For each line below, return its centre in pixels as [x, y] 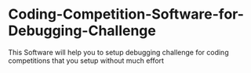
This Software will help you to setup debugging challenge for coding [118, 52]
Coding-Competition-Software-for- [126, 14]
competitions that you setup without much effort [86, 61]
